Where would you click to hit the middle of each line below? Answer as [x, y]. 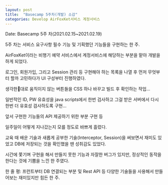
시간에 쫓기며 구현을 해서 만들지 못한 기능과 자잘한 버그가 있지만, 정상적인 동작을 [83, 154]
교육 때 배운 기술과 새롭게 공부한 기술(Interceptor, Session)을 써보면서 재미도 [81, 137]
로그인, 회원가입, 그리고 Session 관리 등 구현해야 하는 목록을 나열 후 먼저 [76, 72]
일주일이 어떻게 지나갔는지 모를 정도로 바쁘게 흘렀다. [56, 127]
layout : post [19, 10]
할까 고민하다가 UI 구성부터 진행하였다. [48, 78]
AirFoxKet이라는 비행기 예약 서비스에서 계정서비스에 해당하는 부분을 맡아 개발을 [83, 55]
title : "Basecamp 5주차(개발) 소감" [41, 14]
